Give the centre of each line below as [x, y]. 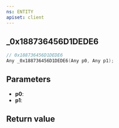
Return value [31, 119]
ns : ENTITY [20, 12]
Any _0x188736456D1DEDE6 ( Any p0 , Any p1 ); [60, 61]
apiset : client [25, 17]
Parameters [29, 79]
